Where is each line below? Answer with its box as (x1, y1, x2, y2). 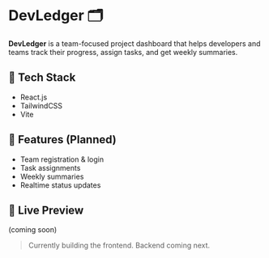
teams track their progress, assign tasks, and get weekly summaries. (8, 47, 238, 57)
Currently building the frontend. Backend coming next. (28, 240, 211, 251)
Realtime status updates (19, 180, 101, 190)
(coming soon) (8, 225, 58, 235)
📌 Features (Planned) (8, 133, 117, 146)
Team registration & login (19, 154, 104, 164)
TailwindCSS (19, 100, 63, 110)
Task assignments (19, 163, 81, 172)
